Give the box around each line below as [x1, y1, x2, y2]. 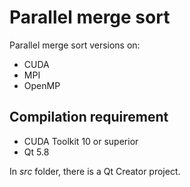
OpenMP [23, 79, 61, 91]
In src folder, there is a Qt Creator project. [9, 165, 181, 177]
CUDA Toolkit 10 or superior [23, 135, 139, 147]
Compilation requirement [9, 109, 169, 126]
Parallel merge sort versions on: [9, 39, 141, 51]
